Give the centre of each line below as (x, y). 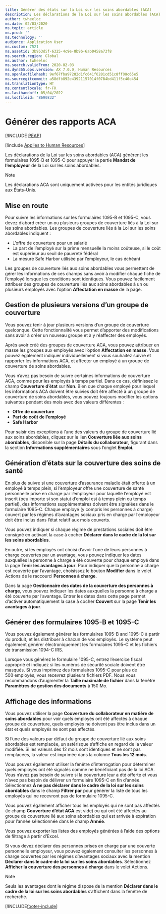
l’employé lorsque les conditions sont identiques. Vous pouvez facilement (80, 279)
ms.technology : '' (24, 38)
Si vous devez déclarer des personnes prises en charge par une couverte (80, 846)
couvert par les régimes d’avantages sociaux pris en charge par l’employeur (83, 515)
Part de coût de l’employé (39, 417)
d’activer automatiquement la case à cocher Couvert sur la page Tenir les (81, 601)
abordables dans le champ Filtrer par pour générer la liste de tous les (76, 791)
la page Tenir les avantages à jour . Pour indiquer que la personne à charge (82, 565)
